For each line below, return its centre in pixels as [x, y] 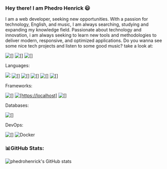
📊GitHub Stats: [25, 148]
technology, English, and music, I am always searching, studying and [77, 24]
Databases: [17, 105]
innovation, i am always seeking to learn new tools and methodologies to [81, 35]
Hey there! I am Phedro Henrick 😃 [48, 8]
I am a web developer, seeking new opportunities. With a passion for [77, 19]
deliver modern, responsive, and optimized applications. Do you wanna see [84, 40]
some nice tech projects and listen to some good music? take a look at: [79, 46]
